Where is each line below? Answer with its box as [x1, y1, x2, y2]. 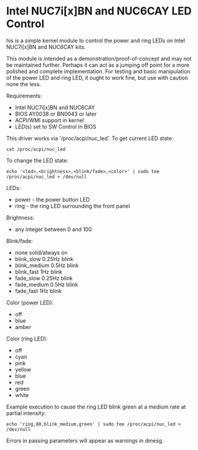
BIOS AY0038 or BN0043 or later [14, 110, 97, 117]
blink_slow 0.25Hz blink [14, 255, 74, 262]
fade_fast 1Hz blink [14, 287, 62, 294]
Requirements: [6, 92, 42, 99]
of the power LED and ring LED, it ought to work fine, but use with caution [6, 74, 188, 81]
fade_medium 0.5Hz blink [14, 281, 79, 288]
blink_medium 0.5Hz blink [14, 262, 79, 269]
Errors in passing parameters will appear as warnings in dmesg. [6, 437, 164, 444]
